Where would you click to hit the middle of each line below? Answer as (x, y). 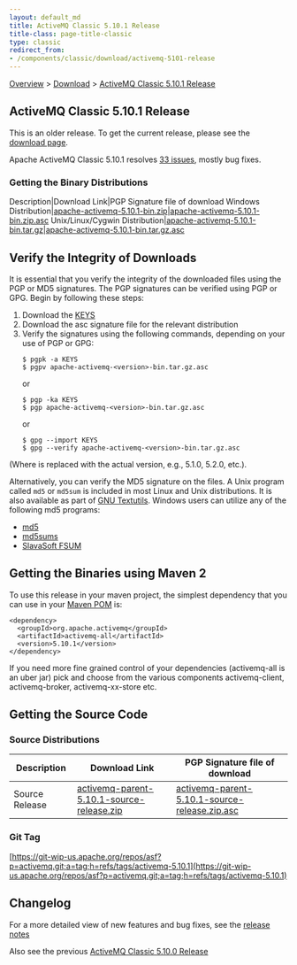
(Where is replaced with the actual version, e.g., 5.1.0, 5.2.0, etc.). (128, 464)
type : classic (35, 42)
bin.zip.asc (29, 220)
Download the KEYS (58, 314)
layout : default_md (45, 17)
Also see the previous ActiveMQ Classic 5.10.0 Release (109, 951)
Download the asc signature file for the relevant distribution (130, 324)
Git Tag (25, 838)
